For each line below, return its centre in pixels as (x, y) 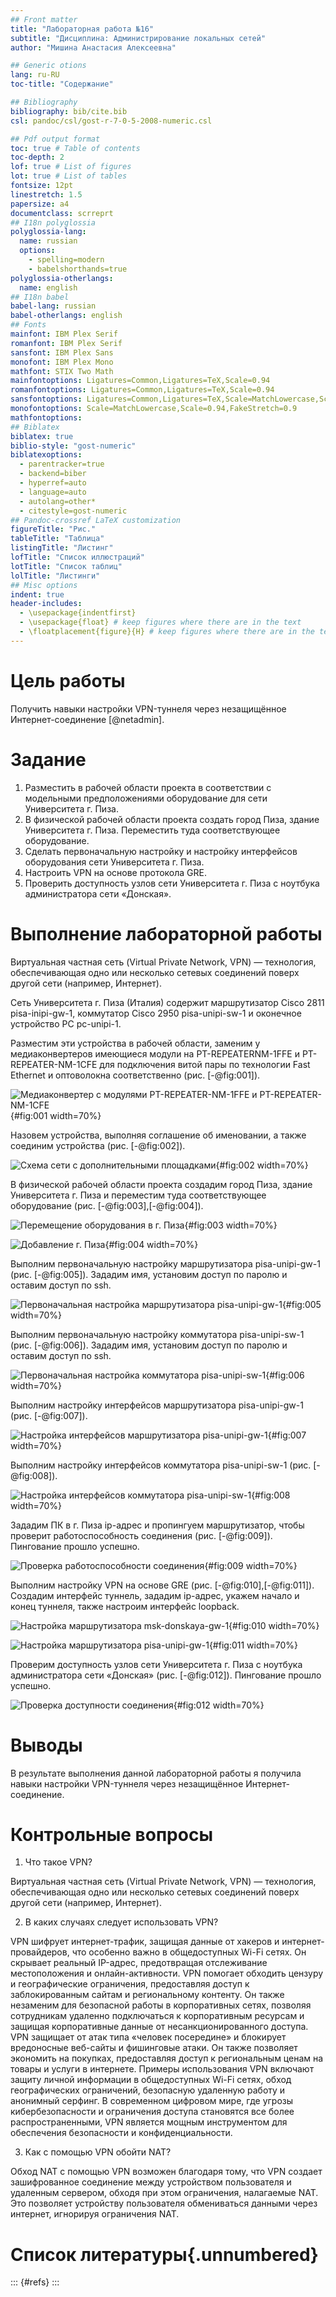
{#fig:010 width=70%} (274, 1625)
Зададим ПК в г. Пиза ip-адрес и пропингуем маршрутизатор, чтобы (157, 1525)
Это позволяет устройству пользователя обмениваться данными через (164, 2203)
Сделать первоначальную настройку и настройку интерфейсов (161, 851)
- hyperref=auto (53, 483)
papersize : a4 (40, 204)
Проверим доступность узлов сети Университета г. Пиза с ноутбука (156, 1664)
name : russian (48, 241)
